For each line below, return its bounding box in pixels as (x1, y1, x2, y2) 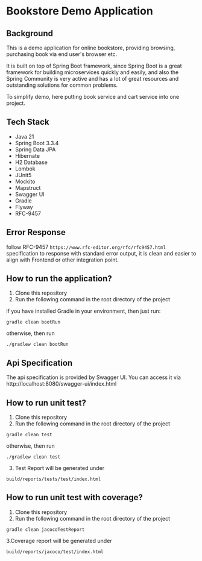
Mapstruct (14, 184, 41, 191)
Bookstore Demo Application (6, 4, 154, 18)
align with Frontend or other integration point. (6, 256, 119, 263)
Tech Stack (6, 117, 49, 127)
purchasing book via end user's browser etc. (6, 51, 118, 58)
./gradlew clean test (6, 454, 61, 460)
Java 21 (14, 133, 34, 140)
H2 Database (14, 158, 48, 166)
